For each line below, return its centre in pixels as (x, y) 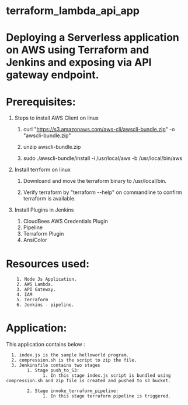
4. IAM (25, 295)
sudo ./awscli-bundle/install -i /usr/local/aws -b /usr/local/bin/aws (103, 158)
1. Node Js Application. (47, 280)
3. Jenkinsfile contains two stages (56, 365)
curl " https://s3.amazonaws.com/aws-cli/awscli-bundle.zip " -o (99, 130)
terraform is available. (49, 199)
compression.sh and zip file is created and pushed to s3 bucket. (88, 381)
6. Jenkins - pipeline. (46, 305)
